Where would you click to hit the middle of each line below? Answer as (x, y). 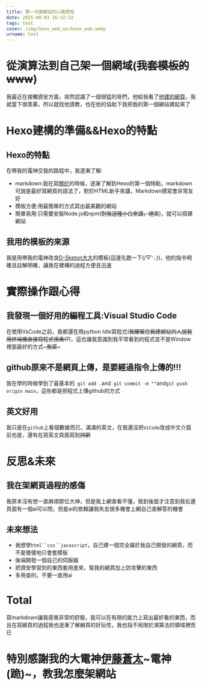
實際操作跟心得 (43, 292)
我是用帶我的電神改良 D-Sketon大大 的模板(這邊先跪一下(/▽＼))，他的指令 (96, 258)
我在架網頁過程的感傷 (46, 485)
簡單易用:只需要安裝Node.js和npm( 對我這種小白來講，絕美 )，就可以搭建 (104, 214)
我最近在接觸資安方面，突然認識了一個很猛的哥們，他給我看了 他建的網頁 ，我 (101, 97)
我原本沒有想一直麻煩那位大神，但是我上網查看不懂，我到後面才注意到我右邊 (101, 501)
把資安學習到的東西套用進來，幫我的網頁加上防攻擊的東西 (86, 568)
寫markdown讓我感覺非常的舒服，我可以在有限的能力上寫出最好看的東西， (98, 618)
